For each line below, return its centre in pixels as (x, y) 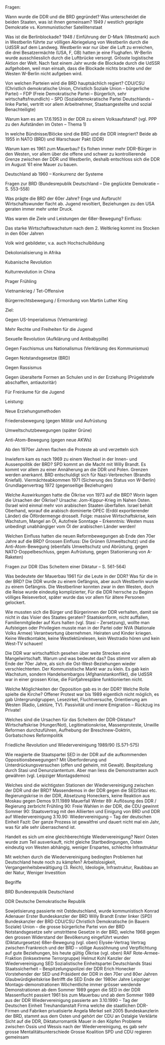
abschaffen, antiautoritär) (31, 382)
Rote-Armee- (146, 953)
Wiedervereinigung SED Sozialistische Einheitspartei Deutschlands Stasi (79, 963)
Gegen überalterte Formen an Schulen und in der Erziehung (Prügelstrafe (80, 377)
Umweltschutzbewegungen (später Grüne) (49, 430)
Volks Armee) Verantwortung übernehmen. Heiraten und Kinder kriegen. (79, 633)
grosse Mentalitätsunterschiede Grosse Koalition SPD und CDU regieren (78, 1032)
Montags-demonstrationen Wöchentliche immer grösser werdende (73, 984)
